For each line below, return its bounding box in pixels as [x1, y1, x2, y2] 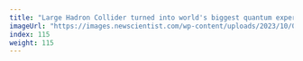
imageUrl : [9, 22, 47, 30]
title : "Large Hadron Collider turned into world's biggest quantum [9, 13, 272, 22]
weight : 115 [9, 38, 54, 48]
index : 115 [9, 30, 50, 39]
